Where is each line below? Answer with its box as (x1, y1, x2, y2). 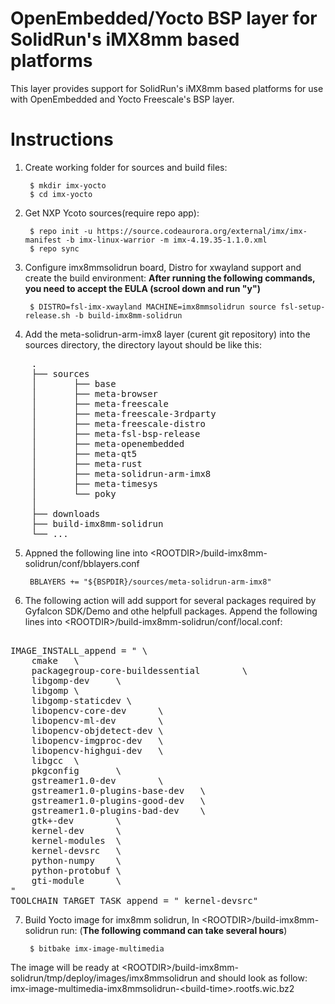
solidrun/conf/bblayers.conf (24, 557, 140, 569)
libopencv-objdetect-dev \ (31, 725, 164, 736)
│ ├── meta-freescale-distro (31, 418, 206, 429)
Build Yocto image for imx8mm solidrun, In (24, 913, 200, 926)
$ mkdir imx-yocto (29, 180, 107, 191)
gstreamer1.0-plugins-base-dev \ (31, 785, 206, 796)
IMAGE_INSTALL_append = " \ (10, 645, 148, 656)
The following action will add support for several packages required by (24, 594, 317, 606)
